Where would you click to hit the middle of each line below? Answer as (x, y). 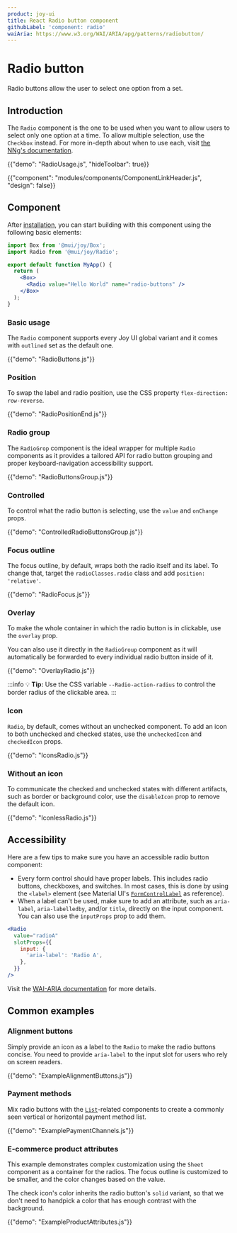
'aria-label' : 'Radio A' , (64, 955)
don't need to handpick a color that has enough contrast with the (102, 1201)
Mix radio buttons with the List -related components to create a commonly (116, 1109)
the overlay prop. (33, 636)
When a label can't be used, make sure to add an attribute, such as (115, 900)
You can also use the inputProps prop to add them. (92, 916)
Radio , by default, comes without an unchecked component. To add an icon (117, 726)
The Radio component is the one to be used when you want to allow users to (118, 128)
